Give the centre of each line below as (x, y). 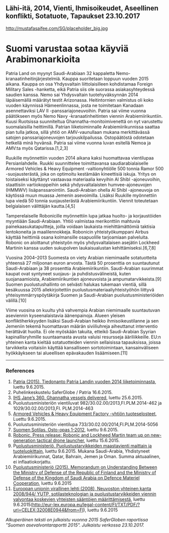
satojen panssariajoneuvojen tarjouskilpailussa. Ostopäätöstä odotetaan (80, 137)
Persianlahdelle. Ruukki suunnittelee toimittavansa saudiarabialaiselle (77, 163)
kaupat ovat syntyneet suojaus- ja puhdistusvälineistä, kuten (68, 273)
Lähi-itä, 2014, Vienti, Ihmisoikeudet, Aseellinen (82, 8)
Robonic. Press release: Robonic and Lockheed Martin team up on (81, 435)
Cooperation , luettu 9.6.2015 (42, 483)
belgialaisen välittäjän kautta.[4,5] (41, 206)
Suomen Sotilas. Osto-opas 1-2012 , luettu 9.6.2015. (66, 430)
